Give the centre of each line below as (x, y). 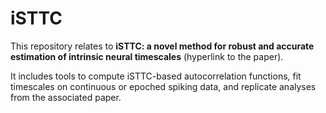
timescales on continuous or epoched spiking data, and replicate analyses (163, 86)
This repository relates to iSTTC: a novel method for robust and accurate (162, 46)
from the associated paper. (66, 97)
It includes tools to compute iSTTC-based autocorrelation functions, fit (156, 76)
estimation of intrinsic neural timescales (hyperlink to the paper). (147, 56)
